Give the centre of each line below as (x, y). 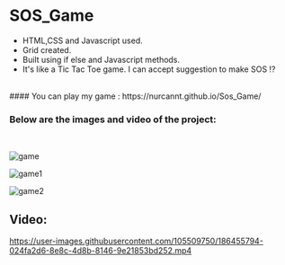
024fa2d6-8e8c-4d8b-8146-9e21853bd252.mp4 (101, 251)
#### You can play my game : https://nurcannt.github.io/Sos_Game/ (135, 96)
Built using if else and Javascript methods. (101, 59)
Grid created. (47, 49)
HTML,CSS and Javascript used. (83, 40)
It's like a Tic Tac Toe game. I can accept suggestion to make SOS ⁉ (149, 69)
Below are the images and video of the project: (113, 119)
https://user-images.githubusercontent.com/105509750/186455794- (136, 241)
